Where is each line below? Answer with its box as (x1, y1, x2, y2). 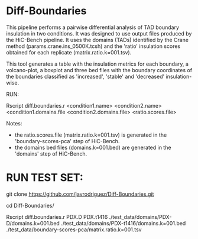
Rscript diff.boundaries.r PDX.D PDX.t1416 (6, 213, 108, 220)
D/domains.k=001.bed (6, 219, 60, 227)
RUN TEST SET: (6, 171, 84, 185)
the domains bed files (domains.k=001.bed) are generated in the (14, 144, 171, 151)
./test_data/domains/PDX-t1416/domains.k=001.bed (61, 219, 186, 227)
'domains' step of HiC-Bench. (14, 150, 87, 157)
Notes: (6, 119, 22, 127)
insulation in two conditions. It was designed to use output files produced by (6, 30, 192, 37)
